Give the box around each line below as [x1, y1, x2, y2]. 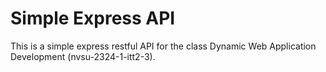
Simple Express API [10, 7, 176, 30]
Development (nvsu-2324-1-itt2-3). [10, 50, 156, 62]
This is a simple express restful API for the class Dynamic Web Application [10, 40, 317, 52]
